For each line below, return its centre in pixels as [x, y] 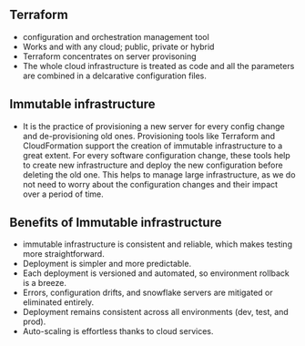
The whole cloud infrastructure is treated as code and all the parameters [158, 66]
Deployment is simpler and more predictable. [107, 264]
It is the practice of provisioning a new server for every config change [153, 126]
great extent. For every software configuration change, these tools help [157, 155]
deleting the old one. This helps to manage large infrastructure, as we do [159, 174]
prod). [34, 321]
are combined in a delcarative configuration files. [115, 76]
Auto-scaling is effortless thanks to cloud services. [118, 331]
